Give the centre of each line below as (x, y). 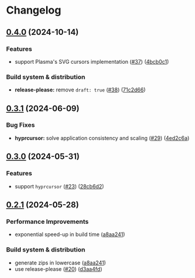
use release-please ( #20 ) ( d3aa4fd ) (58, 269)
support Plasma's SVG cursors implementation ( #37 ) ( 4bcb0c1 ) (92, 61)
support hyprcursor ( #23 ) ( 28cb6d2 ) (59, 186)
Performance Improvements (48, 221)
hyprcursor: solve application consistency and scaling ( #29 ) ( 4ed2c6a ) (102, 138)
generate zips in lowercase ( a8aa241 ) (60, 263)
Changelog (34, 10)
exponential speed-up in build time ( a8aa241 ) (70, 234)
